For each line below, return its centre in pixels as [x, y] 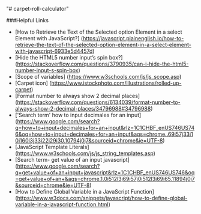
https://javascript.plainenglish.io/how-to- [133, 38]
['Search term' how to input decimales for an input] [78, 115]
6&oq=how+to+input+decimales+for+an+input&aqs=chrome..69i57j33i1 [104, 134]
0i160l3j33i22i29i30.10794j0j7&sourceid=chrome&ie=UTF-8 [89, 140]
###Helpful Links [28, 20]
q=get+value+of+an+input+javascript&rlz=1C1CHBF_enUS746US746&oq [105, 173]
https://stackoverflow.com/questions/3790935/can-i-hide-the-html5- [103, 64]
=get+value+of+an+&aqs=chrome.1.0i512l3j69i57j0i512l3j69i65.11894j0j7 [105, 179]
